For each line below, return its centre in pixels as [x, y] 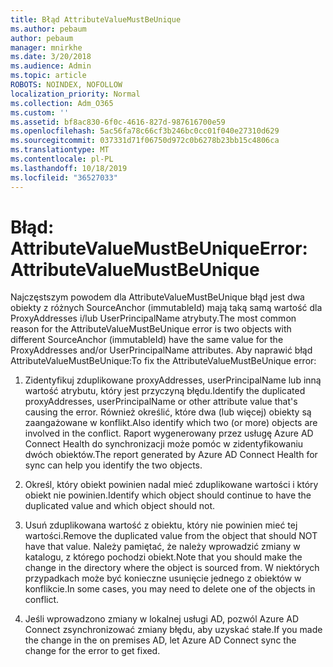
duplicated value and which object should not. [120, 506]
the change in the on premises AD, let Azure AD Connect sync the [160, 640]
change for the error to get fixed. [92, 651]
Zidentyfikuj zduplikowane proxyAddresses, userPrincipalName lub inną [173, 380]
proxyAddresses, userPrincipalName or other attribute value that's [161, 402]
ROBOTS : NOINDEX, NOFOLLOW [66, 85]
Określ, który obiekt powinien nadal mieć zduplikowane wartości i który [171, 485]
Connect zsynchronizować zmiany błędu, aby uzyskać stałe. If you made [173, 630]
